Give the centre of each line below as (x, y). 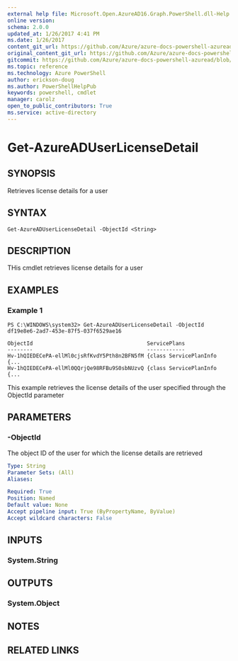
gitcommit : (23, 60)
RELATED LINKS (43, 651)
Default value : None (38, 505)
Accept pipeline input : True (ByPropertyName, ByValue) (91, 512)
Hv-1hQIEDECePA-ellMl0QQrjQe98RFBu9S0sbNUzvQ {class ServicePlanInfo (112, 369)
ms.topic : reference (38, 67)
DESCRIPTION (39, 251)
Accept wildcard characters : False (60, 518)
